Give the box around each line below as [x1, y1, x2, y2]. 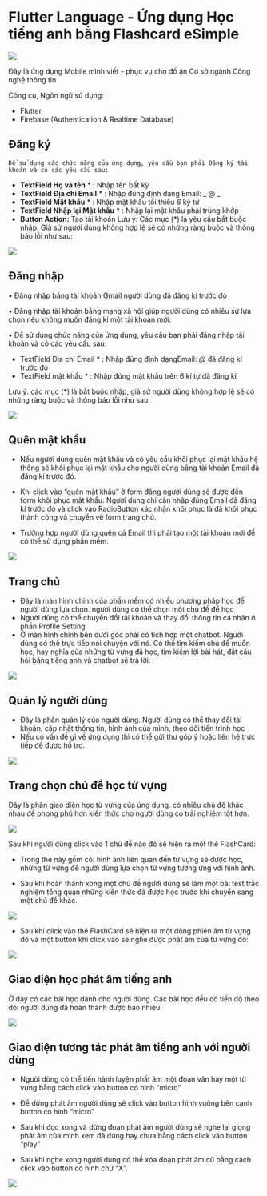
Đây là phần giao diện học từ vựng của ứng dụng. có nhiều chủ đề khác [8, 800, 244, 809]
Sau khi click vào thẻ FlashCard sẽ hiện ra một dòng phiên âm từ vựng [19, 925, 252, 936]
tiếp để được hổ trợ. [19, 740, 86, 750]
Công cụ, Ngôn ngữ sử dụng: [8, 90, 104, 100]
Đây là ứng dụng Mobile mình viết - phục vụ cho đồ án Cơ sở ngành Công [8, 66, 251, 76]
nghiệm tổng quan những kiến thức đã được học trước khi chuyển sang [19, 887, 254, 897]
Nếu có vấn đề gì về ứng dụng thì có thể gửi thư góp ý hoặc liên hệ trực [19, 732, 256, 741]
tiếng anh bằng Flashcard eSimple [8, 25, 240, 43]
